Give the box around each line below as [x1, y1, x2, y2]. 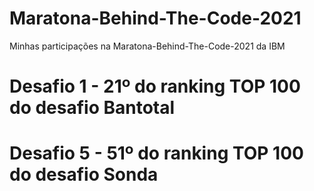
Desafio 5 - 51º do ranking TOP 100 [9, 142, 304, 165]
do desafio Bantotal [9, 97, 176, 119]
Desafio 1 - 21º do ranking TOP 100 [9, 75, 301, 98]
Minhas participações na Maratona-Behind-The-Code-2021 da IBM [9, 40, 286, 52]
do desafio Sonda [9, 163, 159, 186]
